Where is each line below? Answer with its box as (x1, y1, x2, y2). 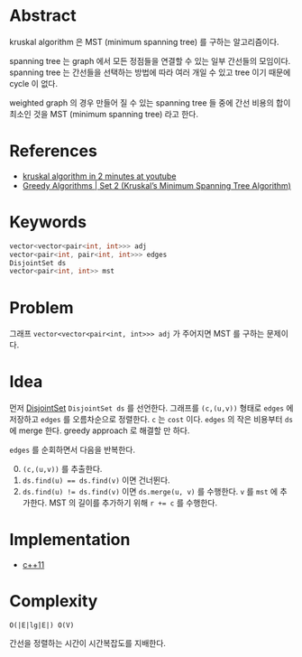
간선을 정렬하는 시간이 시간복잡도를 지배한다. (9, 638, 167, 649)
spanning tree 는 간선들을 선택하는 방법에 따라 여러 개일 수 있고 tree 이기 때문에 (9, 67, 291, 78)
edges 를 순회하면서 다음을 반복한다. (9, 444, 136, 456)
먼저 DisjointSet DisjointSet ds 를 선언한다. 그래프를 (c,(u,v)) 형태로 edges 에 (9, 403, 294, 413)
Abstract (9, 5, 77, 26)
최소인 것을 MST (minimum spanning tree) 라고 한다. (9, 108, 198, 119)
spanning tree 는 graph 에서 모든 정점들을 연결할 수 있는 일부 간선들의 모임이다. (9, 55, 291, 66)
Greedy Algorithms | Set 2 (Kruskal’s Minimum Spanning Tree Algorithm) (22, 180, 291, 190)
